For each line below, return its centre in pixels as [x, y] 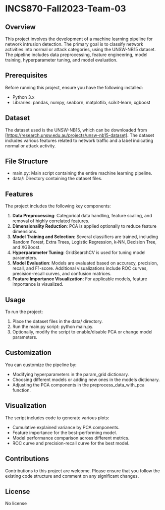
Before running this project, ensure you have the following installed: [74, 87]
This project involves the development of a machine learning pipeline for [79, 39]
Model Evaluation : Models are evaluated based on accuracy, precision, [85, 263]
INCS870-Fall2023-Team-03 [66, 9]
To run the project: [24, 312]
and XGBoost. [26, 247]
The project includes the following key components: [58, 206]
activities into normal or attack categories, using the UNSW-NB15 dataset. [81, 49]
